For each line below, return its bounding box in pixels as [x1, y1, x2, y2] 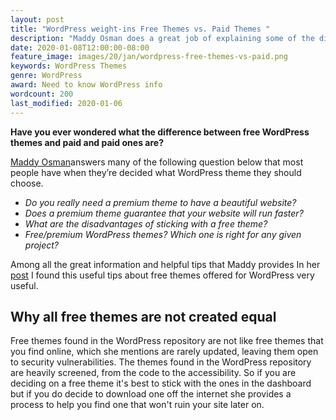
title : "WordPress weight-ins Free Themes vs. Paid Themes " [10, 24, 271, 34]
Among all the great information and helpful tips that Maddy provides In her [10, 258, 321, 270]
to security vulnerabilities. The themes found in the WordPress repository [10, 356, 312, 368]
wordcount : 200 [10, 89, 74, 99]
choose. [10, 177, 44, 189]
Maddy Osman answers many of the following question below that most [10, 156, 304, 168]
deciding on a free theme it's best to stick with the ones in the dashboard [10, 377, 312, 390]
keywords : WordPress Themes [10, 61, 128, 71]
